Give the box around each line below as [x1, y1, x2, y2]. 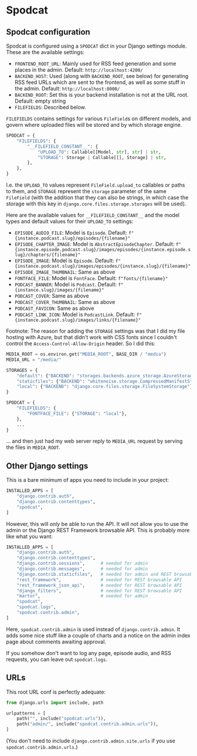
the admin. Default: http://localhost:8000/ [14, 85, 120, 92]
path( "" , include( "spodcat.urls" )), [16, 716, 107, 722]
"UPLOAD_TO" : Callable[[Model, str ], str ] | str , [37, 149, 161, 155]
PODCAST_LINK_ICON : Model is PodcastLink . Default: [14, 311, 135, 318]
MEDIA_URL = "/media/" [6, 356, 62, 363]
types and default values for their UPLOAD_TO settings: [6, 218, 134, 225]
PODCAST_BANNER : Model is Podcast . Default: [14, 281, 117, 288]
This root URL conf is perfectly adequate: [6, 688, 106, 696]
